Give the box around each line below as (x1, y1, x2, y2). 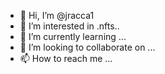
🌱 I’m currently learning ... (19, 31, 127, 42)
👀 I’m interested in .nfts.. (19, 20, 120, 32)
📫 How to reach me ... (19, 53, 113, 64)
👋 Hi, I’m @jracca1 (19, 10, 95, 21)
